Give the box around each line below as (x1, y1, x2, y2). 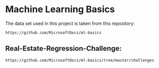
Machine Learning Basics (5, 4, 115, 15)
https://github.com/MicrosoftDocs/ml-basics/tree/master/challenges (5, 57, 154, 63)
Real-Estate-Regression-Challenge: (5, 44, 122, 53)
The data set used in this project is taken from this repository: (5, 20, 135, 26)
